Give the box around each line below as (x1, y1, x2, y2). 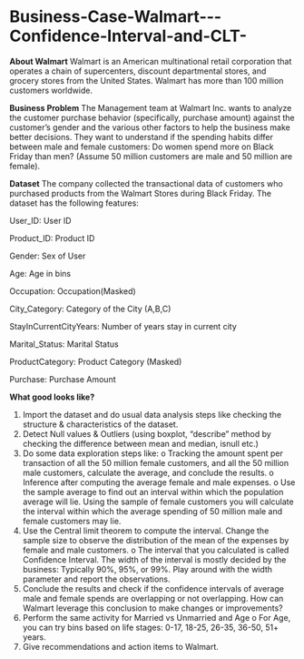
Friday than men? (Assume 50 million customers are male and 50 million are (9, 150, 293, 161)
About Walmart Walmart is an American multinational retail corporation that (9, 56, 292, 66)
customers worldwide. (9, 85, 93, 96)
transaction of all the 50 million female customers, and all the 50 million (22, 457, 289, 468)
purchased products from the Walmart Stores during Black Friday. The (9, 188, 272, 198)
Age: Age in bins (9, 268, 71, 279)
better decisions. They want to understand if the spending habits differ (9, 131, 274, 142)
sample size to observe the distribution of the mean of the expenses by (22, 534, 289, 545)
